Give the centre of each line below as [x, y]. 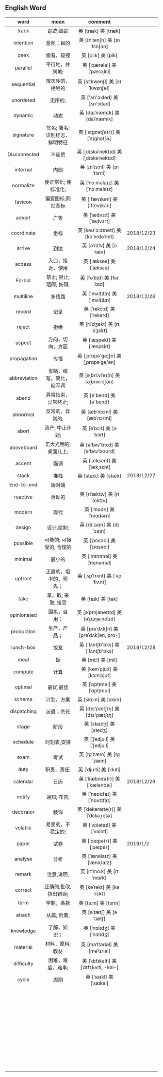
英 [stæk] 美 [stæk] [99, 476]
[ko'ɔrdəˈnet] [99, 236]
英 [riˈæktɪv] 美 [96, 494]
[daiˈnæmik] [99, 119]
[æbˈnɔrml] [100, 418]
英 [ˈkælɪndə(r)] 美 [99, 779]
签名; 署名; [58, 128]
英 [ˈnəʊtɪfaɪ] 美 [99, 794]
